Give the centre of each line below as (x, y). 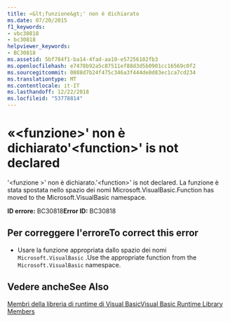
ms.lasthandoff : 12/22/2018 (48, 92)
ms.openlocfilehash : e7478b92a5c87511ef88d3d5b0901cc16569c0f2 (102, 66)
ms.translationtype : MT (42, 79)
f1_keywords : (26, 27)
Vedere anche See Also (58, 287)
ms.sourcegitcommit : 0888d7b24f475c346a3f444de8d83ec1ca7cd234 (102, 72)
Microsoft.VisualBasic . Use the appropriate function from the (107, 257)
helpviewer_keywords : (39, 46)
